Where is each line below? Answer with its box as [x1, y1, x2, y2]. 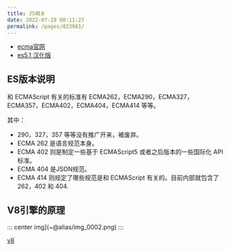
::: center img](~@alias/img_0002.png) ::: [7, 223, 124, 231]
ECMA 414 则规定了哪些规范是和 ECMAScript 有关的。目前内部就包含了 [17, 173, 219, 182]
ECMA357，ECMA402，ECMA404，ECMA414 [7, 101, 140, 110]
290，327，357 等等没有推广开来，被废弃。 [17, 131, 143, 139]
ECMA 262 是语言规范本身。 [17, 139, 98, 148]
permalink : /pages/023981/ [7, 23, 85, 30]
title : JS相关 [7, 10, 46, 17]
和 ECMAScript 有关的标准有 [7, 93, 87, 101]
